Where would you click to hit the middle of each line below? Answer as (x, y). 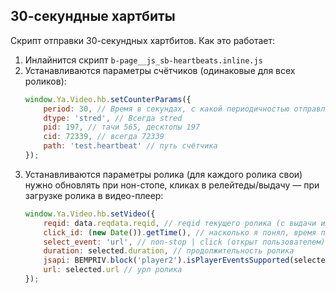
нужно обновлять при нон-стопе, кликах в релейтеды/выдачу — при (172, 185)
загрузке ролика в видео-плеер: (94, 195)
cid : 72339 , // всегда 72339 (104, 137)
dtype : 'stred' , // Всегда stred (113, 118)
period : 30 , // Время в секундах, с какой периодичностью (166, 109)
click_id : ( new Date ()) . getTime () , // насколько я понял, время (180, 232)
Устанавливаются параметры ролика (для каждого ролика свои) (163, 174)
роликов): (45, 81)
